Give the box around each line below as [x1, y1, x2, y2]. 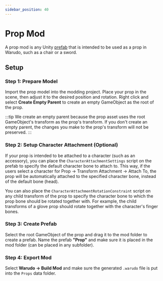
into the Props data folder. [5, 270, 56, 276]
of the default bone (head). [5, 178, 59, 184]
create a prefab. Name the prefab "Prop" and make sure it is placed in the [5, 237, 153, 243]
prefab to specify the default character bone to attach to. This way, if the [5, 163, 150, 169]
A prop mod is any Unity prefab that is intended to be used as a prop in [5, 44, 147, 50]
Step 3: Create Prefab [5, 221, 57, 228]
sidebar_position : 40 [5, 7, 49, 12]
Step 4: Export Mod [5, 254, 52, 261]
